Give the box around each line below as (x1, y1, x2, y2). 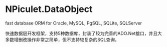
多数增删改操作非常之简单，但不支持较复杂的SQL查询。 (5, 36, 119, 42)
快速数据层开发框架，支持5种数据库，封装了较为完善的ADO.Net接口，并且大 (5, 30, 162, 36)
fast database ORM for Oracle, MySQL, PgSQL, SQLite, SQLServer (5, 20, 142, 26)
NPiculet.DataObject (5, 3, 93, 15)
